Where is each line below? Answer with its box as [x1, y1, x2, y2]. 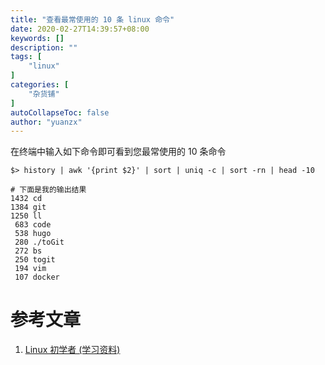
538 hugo [14, 229, 52, 239]
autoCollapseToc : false [10, 107, 110, 118]
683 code [14, 220, 52, 230]
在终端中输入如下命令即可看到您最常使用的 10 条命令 [10, 146, 227, 158]
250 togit [14, 255, 56, 265]
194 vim [14, 264, 47, 274]
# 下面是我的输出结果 [10, 185, 87, 195]
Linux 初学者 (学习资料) [24, 344, 121, 356]
